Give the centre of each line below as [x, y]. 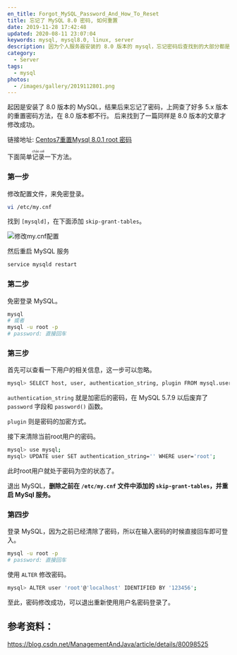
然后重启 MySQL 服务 [38, 251]
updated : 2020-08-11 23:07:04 [52, 34]
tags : [15, 66]
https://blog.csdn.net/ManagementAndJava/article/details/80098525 [108, 644]
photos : [19, 79]
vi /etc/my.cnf [30, 207]
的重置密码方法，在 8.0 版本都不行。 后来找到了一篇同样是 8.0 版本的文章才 [117, 116]
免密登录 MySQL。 [35, 301]
